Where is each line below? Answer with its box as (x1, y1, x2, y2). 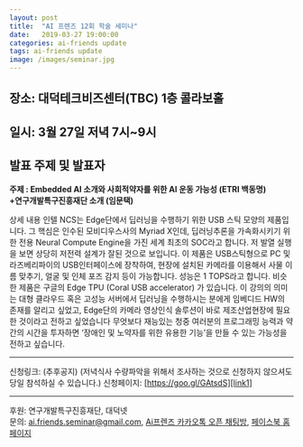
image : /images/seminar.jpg (9, 55, 115, 64)
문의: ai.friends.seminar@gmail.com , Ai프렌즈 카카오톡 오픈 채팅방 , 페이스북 (9, 416, 281, 427)
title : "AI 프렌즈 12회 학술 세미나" (9, 22, 138, 31)
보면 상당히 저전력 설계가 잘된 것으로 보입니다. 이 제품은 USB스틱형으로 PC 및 (18, 247, 291, 258)
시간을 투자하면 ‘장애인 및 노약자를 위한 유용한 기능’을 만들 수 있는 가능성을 (25, 327, 288, 338)
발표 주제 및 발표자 (9, 158, 106, 173)
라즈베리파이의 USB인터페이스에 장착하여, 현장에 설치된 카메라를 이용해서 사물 (9, 259, 284, 270)
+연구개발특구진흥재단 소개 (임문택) (9, 195, 133, 206)
